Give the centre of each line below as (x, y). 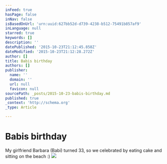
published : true (22, 98)
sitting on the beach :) (28, 156)
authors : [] (17, 65)
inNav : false (19, 19)
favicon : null (24, 89)
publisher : (16, 70)
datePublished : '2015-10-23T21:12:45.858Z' (51, 47)
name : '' (19, 75)
